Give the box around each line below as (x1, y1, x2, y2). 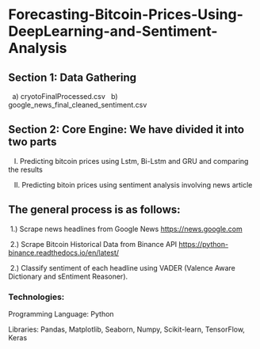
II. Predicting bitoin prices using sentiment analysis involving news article (13, 180, 253, 189)
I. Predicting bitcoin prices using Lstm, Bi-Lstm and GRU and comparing (13, 156, 249, 165)
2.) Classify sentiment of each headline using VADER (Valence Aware (10, 263, 235, 272)
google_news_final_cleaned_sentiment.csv (8, 101, 147, 109)
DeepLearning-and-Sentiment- (8, 22, 218, 40)
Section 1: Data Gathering (8, 70, 137, 84)
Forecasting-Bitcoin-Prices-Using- (8, 6, 243, 24)
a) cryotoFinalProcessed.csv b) (11, 92, 118, 101)
